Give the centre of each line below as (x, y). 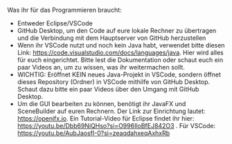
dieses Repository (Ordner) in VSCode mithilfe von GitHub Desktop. (114, 82)
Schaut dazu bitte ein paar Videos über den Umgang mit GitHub (108, 89)
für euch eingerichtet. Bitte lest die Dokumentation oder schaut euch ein (120, 60)
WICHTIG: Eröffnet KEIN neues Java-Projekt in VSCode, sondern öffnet (119, 74)
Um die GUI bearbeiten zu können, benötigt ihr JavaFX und (101, 104)
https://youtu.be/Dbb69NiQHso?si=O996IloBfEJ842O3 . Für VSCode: (116, 126)
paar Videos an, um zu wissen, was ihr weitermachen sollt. (101, 67)
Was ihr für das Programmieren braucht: (65, 10)
